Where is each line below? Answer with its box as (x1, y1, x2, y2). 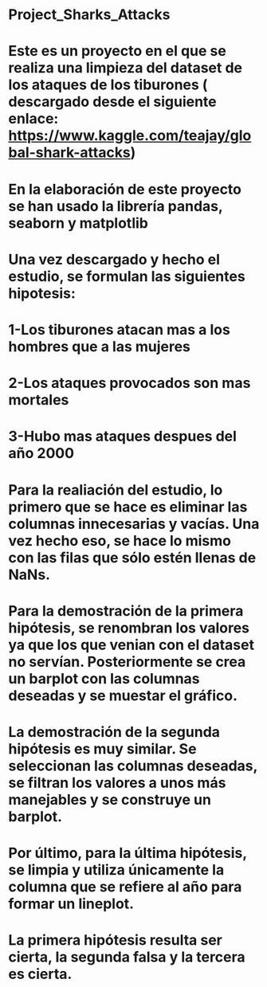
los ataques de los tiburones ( (8, 76, 208, 94)
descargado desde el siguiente (8, 93, 217, 111)
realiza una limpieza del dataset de (8, 59, 243, 77)
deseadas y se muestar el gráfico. (8, 687, 238, 704)
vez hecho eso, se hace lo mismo (8, 531, 231, 550)
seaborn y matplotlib (8, 213, 149, 232)
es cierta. (8, 965, 73, 983)
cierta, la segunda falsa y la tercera (8, 948, 245, 966)
